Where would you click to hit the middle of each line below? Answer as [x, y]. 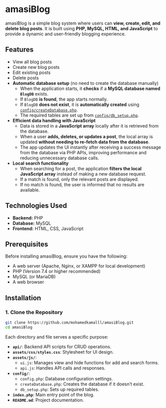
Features [19, 49]
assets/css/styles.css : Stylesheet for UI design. [63, 352]
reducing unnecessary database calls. [60, 158]
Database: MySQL [32, 223]
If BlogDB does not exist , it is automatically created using [80, 105]
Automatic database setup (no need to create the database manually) [86, 83]
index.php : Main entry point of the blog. [53, 394]
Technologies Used [36, 206]
